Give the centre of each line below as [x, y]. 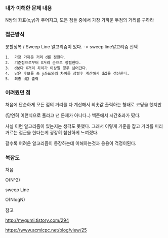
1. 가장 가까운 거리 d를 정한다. [36, 57]
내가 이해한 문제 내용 [29, 8]
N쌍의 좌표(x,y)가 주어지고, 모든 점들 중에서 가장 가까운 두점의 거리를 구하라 [80, 20]
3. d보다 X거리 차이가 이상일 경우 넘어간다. [47, 68]
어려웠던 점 [18, 93]
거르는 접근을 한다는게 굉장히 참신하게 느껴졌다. [52, 132]
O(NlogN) [15, 200]
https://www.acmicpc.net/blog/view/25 [46, 230]
